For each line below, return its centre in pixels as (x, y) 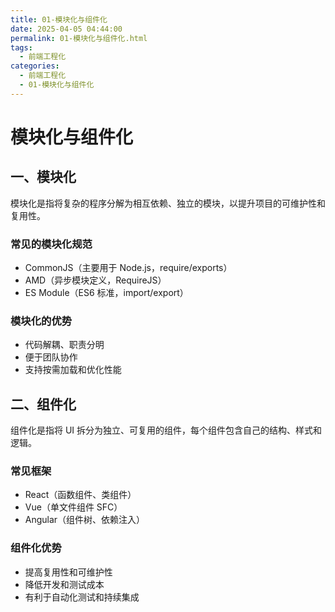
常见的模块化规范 (51, 244)
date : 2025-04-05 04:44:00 (66, 29)
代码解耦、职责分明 (64, 345)
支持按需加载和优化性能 (73, 370)
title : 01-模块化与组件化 (59, 19)
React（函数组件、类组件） (80, 495)
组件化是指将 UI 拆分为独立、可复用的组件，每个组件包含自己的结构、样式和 (166, 430)
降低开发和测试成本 (64, 584)
